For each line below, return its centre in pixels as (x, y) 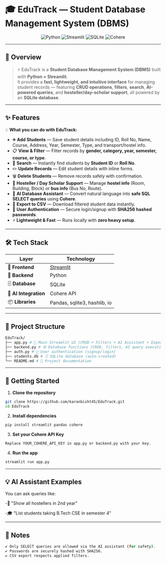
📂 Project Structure (35, 326)
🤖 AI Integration (26, 293)
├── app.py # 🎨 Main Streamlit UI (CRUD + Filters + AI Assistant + (77, 343)
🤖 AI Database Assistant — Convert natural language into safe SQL (81, 194)
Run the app (25, 453)
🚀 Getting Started (32, 381)
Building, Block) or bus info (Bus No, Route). (57, 188)
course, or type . (29, 158)
